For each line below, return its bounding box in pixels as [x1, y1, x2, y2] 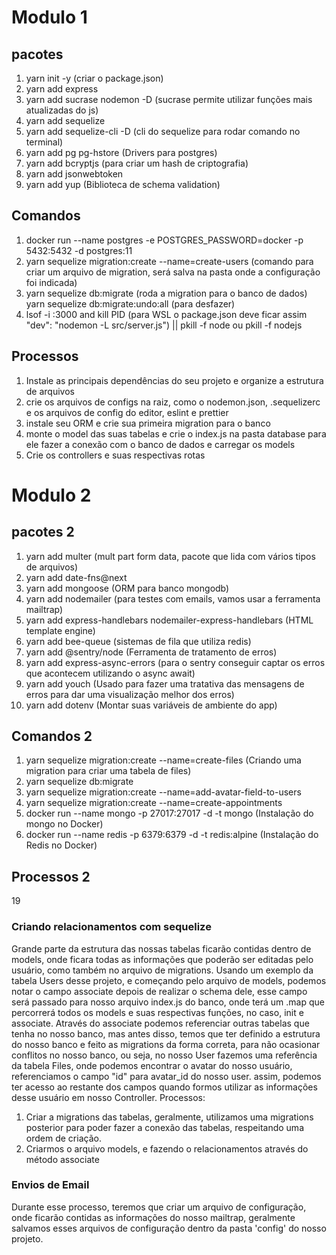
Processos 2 [11, 868, 91, 885]
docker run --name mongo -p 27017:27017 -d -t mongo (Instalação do [25, 807, 314, 820]
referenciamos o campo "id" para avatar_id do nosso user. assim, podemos [11, 1070, 322, 1082]
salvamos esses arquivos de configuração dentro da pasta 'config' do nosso [11, 1222, 327, 1234]
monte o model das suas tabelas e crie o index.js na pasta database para [25, 427, 327, 440]
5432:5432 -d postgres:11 [25, 244, 133, 256]
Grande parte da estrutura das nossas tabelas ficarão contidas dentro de [11, 942, 312, 955]
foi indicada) [25, 276, 78, 288]
